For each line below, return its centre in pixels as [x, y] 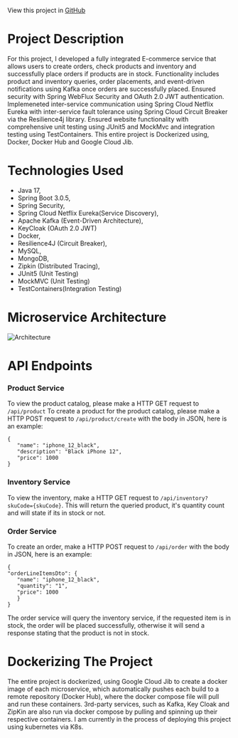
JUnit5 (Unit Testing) [48, 273]
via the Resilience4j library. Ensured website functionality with [98, 119]
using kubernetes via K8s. [45, 727]
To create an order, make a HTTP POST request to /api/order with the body [118, 547]
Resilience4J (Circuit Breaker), [63, 243]
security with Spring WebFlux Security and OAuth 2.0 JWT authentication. [116, 96]
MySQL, [29, 251]
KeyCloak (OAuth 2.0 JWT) [57, 228]
